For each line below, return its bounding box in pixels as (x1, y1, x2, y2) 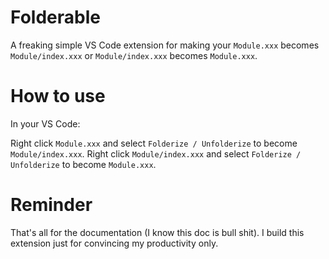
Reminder (10, 194, 93, 216)
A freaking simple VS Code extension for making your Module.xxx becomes (10, 39, 320, 51)
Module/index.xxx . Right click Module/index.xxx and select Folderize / (10, 147, 302, 160)
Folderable (10, 6, 101, 29)
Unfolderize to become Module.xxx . (10, 158, 157, 170)
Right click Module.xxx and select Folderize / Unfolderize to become (10, 137, 298, 149)
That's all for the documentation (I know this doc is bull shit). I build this (10, 226, 305, 238)
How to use (10, 85, 106, 108)
